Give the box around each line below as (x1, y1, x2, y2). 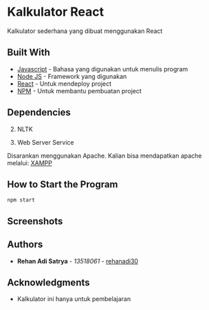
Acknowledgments (7, 276, 91, 288)
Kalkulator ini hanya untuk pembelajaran (16, 295, 131, 303)
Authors (7, 239, 43, 250)
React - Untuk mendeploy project (16, 80, 112, 88)
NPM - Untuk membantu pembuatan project (16, 86, 142, 95)
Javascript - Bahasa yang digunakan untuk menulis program (16, 64, 188, 73)
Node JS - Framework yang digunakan (16, 72, 127, 80)
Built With (7, 47, 50, 58)
